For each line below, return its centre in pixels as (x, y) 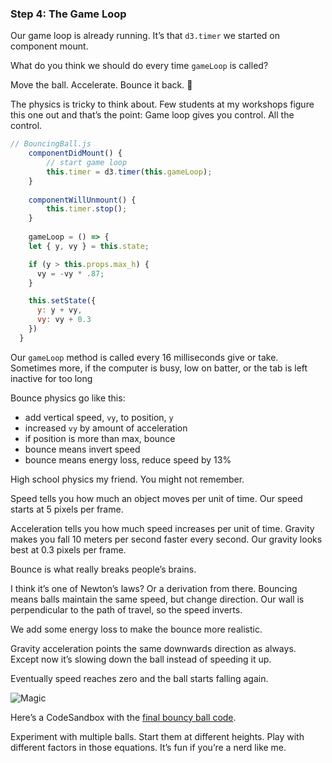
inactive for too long (51, 378)
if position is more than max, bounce (100, 438)
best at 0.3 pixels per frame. (68, 549)
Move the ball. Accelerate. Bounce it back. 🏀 (101, 85)
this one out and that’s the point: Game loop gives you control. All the (152, 115)
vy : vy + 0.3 (64, 320)
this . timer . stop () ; (87, 209)
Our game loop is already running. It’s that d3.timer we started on (145, 36)
